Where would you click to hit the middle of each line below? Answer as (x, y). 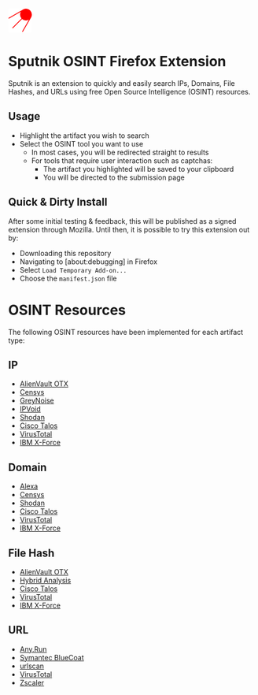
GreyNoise (37, 401)
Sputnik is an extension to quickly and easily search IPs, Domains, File (122, 83)
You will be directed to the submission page (114, 177)
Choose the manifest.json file (68, 278)
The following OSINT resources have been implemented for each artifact (126, 332)
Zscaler (32, 682)
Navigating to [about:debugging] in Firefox (88, 262)
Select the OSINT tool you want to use (81, 143)
